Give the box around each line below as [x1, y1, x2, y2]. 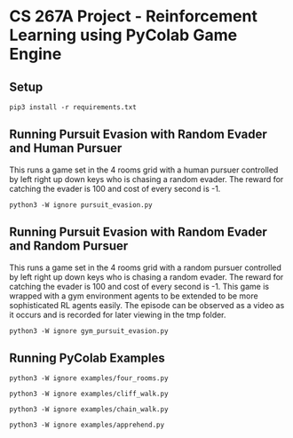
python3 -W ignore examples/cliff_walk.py [9, 389, 169, 399]
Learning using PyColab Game [9, 25, 238, 45]
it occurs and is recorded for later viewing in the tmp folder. [9, 309, 226, 320]
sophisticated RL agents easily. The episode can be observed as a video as [9, 299, 285, 310]
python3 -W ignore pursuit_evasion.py [9, 200, 153, 210]
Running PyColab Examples [9, 351, 166, 366]
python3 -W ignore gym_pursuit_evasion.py [9, 326, 169, 335]
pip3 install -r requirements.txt [9, 103, 138, 112]
